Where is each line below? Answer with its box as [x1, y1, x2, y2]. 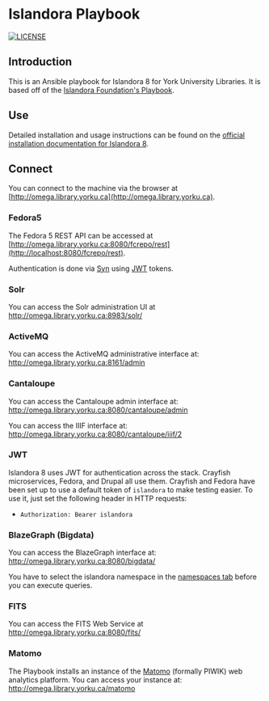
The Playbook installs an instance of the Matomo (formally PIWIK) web [8, 666, 243, 676]
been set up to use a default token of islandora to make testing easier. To [8, 484, 253, 494]
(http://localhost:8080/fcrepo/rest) [8, 247, 124, 257]
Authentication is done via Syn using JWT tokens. [8, 264, 174, 273]
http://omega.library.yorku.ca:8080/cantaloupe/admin [8, 405, 188, 415]
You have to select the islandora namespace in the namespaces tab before [8, 572, 257, 582]
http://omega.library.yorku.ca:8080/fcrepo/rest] [11, 239, 170, 249]
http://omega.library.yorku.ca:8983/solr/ [8, 310, 143, 320]
